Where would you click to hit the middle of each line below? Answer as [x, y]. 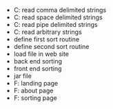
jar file [23, 76]
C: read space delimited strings [58, 17]
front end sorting [38, 69]
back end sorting [38, 61]
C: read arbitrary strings [48, 32]
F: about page [33, 90]
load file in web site [41, 54]
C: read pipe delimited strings [55, 24]
